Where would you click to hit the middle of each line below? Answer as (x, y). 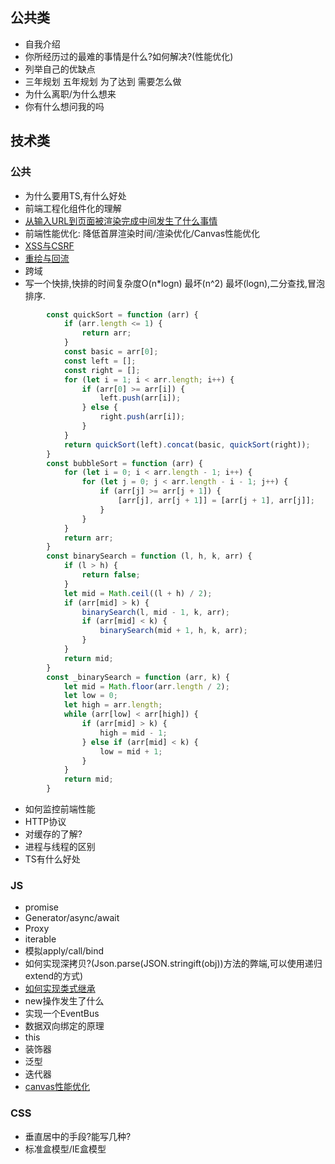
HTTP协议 (45, 821)
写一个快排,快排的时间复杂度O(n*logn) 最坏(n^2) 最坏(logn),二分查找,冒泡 (175, 283)
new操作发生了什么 (64, 1001)
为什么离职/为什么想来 (70, 94)
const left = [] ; (100, 361)
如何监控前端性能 (60, 809)
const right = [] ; (102, 370)
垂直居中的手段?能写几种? (78, 1136)
